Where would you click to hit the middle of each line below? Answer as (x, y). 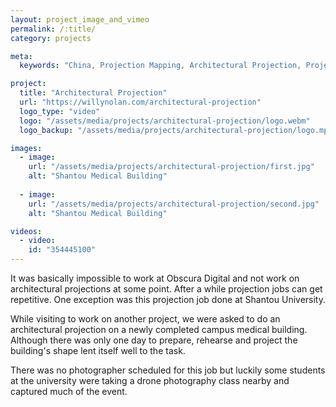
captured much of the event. (69, 391)
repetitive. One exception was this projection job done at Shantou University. (168, 299)
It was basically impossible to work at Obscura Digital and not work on (155, 278)
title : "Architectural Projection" (93, 93)
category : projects (51, 38)
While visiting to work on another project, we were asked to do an (145, 319)
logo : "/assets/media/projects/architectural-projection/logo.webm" (165, 121)
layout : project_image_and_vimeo (80, 19)
